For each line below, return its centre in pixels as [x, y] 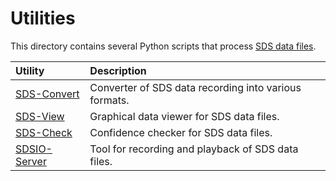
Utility [30, 70]
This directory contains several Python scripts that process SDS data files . [163, 46]
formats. [109, 100]
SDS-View [40, 116]
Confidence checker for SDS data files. [181, 132]
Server [31, 161]
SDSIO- [34, 149]
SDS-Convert [47, 94]
